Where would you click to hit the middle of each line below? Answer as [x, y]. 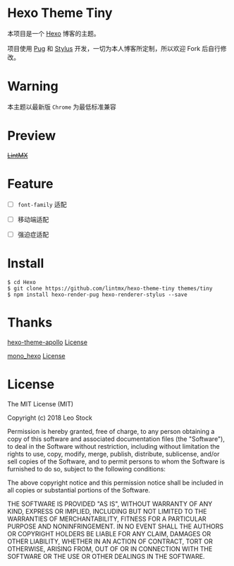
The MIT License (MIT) [41, 403]
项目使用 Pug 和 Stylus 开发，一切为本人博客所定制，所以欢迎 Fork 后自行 [114, 48]
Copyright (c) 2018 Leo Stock [50, 418]
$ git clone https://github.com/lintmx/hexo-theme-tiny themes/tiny [110, 288]
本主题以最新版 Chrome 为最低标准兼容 [62, 107]
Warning [33, 87]
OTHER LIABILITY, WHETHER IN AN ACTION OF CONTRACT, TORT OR [110, 541]
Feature [30, 184]
